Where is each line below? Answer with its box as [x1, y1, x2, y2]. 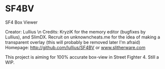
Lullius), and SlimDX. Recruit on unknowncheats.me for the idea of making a [5, 34, 160, 40]
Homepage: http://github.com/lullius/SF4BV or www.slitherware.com [5, 44, 146, 50]
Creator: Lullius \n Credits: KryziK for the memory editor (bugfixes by [5, 29, 146, 34]
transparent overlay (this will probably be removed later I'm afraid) [5, 39, 140, 45]
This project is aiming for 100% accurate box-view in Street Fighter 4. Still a [5, 54, 160, 60]
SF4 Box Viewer [5, 19, 38, 25]
